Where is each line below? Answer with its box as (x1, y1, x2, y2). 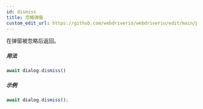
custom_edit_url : (6, 20, 50, 26)
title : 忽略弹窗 (6, 14, 43, 20)
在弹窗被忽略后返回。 (6, 37, 59, 45)
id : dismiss (6, 8, 36, 15)
